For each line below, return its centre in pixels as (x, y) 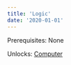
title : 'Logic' (29, 14)
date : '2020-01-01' (35, 20)
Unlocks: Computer (35, 54)
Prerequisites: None (35, 40)
